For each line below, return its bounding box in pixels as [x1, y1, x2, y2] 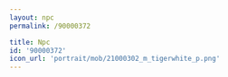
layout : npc [9, 13, 54, 22]
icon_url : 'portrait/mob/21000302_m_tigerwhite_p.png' [9, 55, 221, 64]
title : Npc [9, 38, 51, 47]
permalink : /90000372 [9, 21, 91, 30]
